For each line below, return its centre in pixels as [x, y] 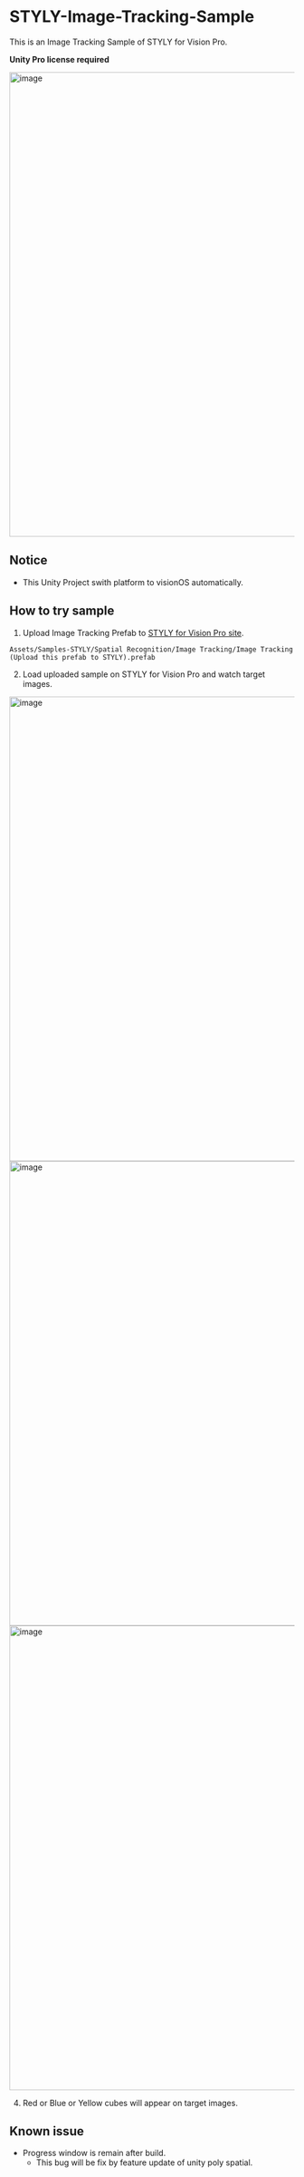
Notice [28, 560]
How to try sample [62, 611]
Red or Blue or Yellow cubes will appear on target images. [130, 2103]
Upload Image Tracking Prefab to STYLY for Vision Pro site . [133, 633]
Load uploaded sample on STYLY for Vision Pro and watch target [143, 674]
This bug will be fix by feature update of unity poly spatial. [144, 2162]
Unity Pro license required [60, 59]
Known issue [47, 2131]
